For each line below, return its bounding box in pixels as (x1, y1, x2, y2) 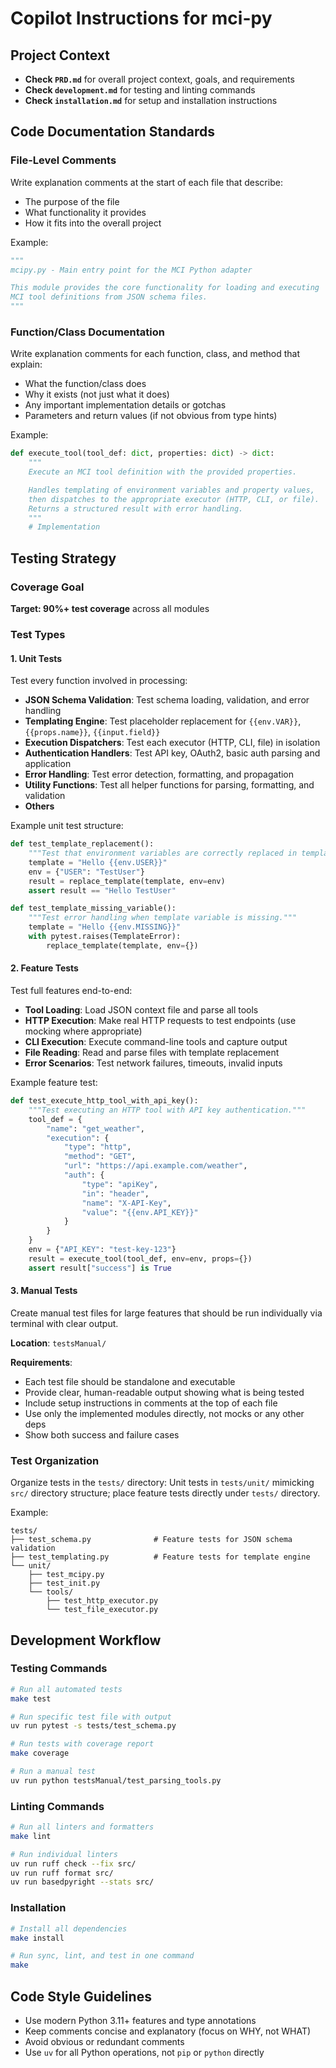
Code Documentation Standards (10, 123, 215, 141)
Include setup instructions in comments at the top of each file (24, 1397, 278, 1409)
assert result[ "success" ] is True (28, 1263, 172, 1273)
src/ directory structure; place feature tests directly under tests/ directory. (10, 1487, 321, 1499)
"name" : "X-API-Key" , (81, 1198, 172, 1208)
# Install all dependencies (10, 1923, 128, 1934)
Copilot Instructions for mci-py (10, 7, 273, 30)
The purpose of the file (24, 195, 120, 207)
